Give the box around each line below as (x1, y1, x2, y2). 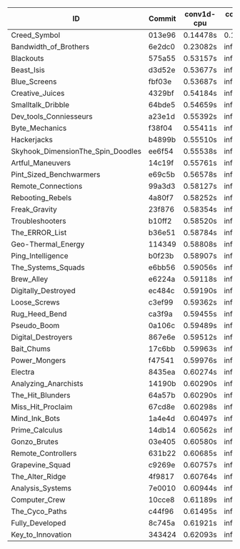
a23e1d (148, 112, 175, 121)
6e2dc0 (148, 42, 176, 51)
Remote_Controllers (11, 448, 77, 458)
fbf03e (148, 76, 172, 86)
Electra (11, 367, 35, 377)
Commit (149, 14, 176, 24)
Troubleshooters (11, 216, 66, 226)
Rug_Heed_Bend (11, 309, 67, 319)
